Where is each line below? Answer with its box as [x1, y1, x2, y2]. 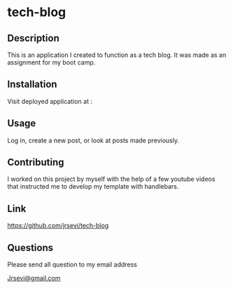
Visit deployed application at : [7, 97, 93, 105]
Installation [7, 79, 57, 90]
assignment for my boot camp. [7, 58, 96, 67]
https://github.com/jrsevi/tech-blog [7, 222, 109, 230]
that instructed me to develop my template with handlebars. [7, 182, 179, 191]
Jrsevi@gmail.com [7, 274, 61, 283]
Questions [7, 241, 54, 253]
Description [7, 32, 59, 44]
